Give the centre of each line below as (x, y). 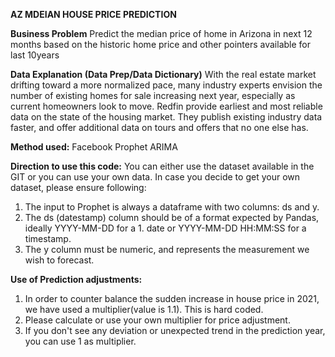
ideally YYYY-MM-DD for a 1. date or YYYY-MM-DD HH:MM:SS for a (165, 228)
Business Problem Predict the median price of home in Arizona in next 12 (161, 33)
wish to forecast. (59, 260)
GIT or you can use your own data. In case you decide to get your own (155, 177)
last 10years (35, 55)
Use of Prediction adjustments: (76, 279)
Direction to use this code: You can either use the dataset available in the (162, 166)
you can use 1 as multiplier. (80, 341)
